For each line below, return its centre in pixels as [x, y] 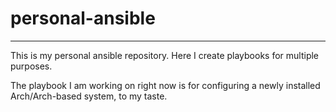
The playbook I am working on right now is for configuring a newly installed [165, 85]
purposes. [31, 66]
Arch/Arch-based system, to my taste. [89, 96]
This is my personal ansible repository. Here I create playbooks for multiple [165, 55]
